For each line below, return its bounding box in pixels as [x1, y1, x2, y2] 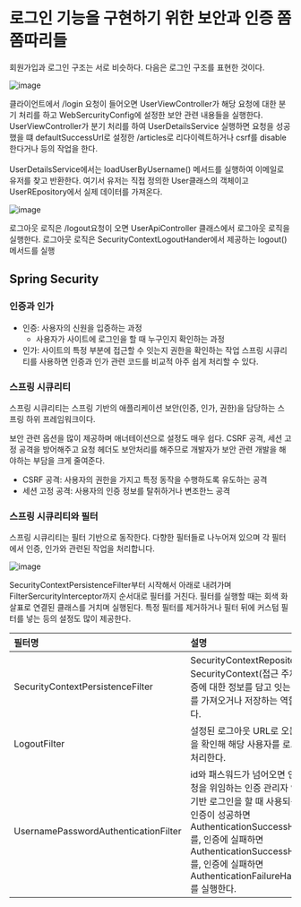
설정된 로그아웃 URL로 [190, 725, 279, 738]
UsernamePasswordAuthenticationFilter [13, 825, 182, 838]
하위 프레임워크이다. [25, 413, 96, 424]
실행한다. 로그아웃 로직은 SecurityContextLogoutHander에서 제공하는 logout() [9, 234, 288, 245]
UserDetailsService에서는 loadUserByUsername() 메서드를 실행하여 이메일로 [9, 163, 285, 175]
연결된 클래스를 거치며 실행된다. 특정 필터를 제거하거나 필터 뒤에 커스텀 [32, 602, 279, 613]
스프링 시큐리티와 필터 [9, 510, 99, 523]
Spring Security [9, 272, 99, 287]
